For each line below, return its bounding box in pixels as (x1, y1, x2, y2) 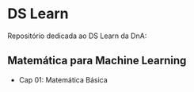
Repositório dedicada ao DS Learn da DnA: (7, 31, 147, 40)
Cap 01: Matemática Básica (18, 75, 108, 84)
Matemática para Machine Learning (7, 54, 187, 67)
